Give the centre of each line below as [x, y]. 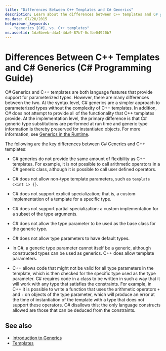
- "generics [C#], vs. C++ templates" [50, 28]
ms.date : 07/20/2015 [26, 19]
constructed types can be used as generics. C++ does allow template [83, 253]
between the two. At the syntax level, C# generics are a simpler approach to [83, 103]
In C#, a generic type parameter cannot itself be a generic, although [82, 248]
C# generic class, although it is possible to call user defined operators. [84, 169]
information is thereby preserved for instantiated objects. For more [73, 129]
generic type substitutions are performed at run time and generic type [77, 123]
